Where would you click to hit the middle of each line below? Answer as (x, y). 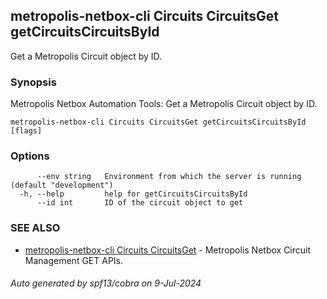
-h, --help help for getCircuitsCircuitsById (133, 194)
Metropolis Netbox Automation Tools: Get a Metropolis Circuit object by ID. (164, 104)
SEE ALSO (35, 228)
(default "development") (62, 185)
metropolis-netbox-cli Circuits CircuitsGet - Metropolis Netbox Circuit (168, 250)
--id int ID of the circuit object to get (140, 203)
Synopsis (33, 82)
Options (30, 156)
